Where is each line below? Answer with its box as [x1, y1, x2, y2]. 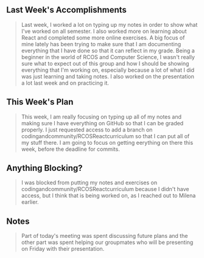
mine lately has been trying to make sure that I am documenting [21, 40, 181, 47]
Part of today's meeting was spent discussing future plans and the [21, 232, 188, 240]
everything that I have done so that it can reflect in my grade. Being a [21, 47, 195, 54]
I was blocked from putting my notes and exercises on [21, 179, 157, 186]
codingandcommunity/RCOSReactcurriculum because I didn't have [21, 186, 189, 193]
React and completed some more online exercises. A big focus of [21, 33, 185, 41]
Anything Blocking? [6, 163, 83, 173]
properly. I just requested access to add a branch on [21, 126, 153, 133]
